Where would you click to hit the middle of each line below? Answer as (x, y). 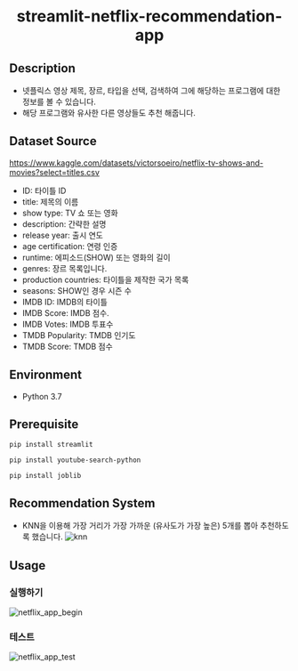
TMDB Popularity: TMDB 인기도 (79, 335)
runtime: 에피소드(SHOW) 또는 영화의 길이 (96, 257)
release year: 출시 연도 (63, 235)
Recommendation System (82, 503)
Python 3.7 (42, 396)
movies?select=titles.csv (55, 172)
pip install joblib (45, 476)
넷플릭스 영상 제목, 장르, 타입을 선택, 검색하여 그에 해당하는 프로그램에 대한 (151, 90)
